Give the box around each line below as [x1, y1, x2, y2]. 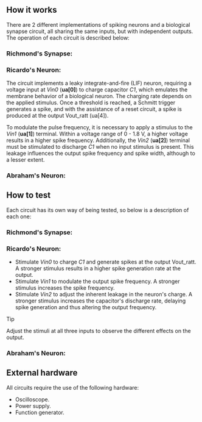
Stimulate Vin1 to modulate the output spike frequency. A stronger [15, 277, 180, 285]
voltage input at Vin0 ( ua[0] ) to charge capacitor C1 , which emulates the [6, 86, 188, 93]
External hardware [6, 368, 78, 378]
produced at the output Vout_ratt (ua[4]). [6, 112, 109, 120]
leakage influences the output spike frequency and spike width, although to [6, 149, 196, 157]
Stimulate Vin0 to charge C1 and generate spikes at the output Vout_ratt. [15, 258, 197, 265]
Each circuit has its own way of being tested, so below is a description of [6, 206, 189, 213]
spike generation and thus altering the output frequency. [15, 303, 157, 310]
